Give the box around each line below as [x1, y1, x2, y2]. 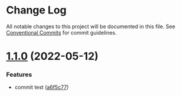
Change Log [6, 4, 67, 17]
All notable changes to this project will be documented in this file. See [6, 23, 176, 30]
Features [6, 71, 32, 79]
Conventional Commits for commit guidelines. [6, 29, 117, 36]
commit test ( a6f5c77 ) [14, 84, 69, 91]
